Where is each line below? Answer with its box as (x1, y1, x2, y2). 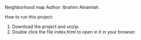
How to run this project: (5, 14, 54, 19)
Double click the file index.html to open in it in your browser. (12, 29, 136, 34)
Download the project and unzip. (12, 23, 80, 29)
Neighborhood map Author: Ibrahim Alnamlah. (5, 4, 100, 10)
